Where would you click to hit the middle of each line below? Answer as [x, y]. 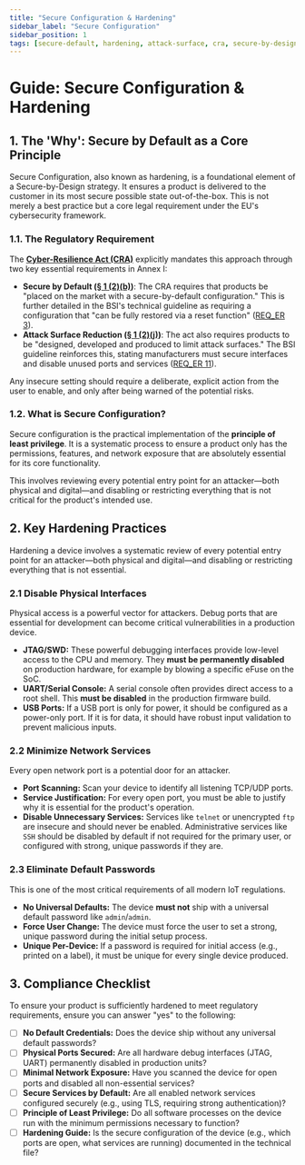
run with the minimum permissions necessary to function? [131, 1122]
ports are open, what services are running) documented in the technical [157, 1142]
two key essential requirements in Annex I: [89, 268]
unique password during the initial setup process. [115, 936]
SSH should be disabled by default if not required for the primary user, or [157, 836]
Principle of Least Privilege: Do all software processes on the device [152, 1112]
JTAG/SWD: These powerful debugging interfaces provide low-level [151, 650]
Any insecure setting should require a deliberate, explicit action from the [144, 381]
